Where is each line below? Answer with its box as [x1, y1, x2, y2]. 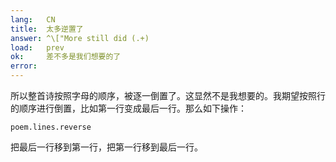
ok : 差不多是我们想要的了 [10, 52, 122, 62]
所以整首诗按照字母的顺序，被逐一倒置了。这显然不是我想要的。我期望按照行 [10, 90, 326, 101]
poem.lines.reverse [10, 122, 92, 132]
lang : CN [10, 14, 56, 25]
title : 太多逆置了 [10, 24, 84, 34]
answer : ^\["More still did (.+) [10, 33, 150, 43]
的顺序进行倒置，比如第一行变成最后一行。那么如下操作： [10, 102, 247, 114]
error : [10, 61, 38, 71]
